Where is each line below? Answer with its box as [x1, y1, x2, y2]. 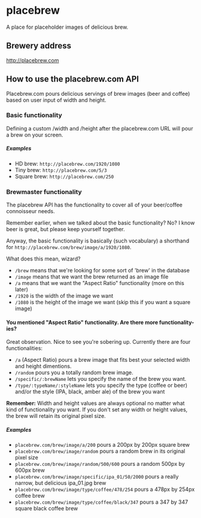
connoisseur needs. [6, 208, 55, 215]
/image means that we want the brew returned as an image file [14, 273, 169, 280]
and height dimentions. [14, 363, 72, 370]
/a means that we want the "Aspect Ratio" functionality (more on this [14, 280, 184, 287]
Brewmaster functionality [6, 187, 82, 196]
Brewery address [6, 41, 72, 51]
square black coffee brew [14, 505, 78, 512]
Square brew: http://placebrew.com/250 [14, 172, 114, 180]
